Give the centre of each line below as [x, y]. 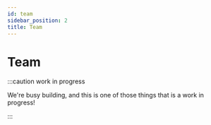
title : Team [25, 27]
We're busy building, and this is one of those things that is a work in [106, 95]
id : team [20, 14]
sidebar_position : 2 [38, 20]
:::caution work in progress [46, 81]
